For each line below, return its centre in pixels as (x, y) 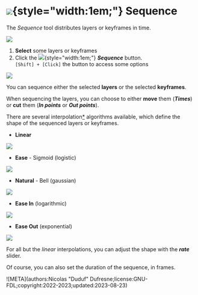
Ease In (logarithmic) (41, 203)
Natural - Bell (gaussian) (45, 180)
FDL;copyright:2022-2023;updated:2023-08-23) (67, 285)
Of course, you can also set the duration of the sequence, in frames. (91, 267)
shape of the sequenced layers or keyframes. (63, 123)
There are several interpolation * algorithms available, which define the (93, 117)
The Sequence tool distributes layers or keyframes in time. (79, 28)
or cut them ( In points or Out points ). (53, 105)
